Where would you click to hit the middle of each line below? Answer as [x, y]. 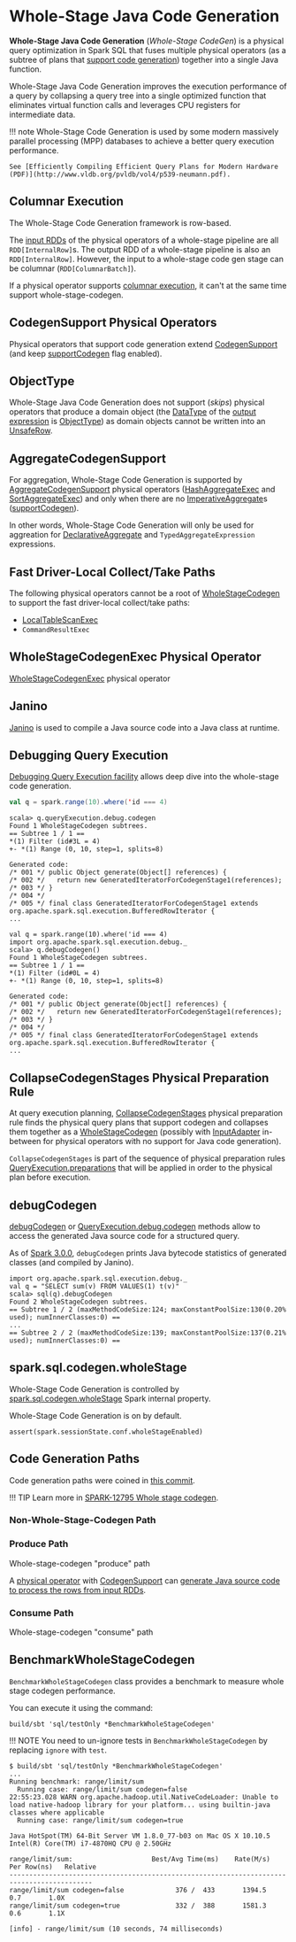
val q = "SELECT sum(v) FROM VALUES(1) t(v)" [94, 1286]
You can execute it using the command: [81, 1707]
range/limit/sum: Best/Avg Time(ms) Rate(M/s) [140, 1859]
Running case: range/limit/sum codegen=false [102, 1789]
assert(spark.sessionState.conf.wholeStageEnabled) [106, 1432]
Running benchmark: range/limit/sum [76, 1782]
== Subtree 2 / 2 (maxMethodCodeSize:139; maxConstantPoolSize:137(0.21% [148, 1333]
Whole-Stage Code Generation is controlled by [94, 1389]
